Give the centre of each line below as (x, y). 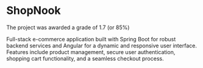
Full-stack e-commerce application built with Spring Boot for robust (91, 39)
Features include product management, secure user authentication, (91, 52)
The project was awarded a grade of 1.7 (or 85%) (68, 27)
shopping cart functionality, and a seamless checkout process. (85, 58)
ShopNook (34, 11)
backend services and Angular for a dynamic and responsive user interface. (101, 46)
